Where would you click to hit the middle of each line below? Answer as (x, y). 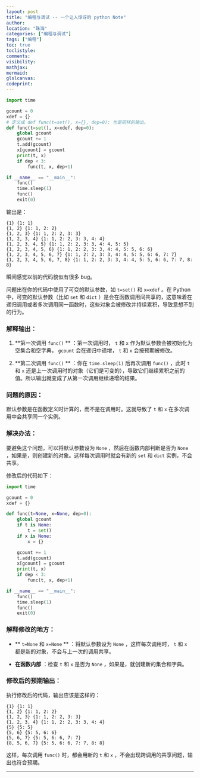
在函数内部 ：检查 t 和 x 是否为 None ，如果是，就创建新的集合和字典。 (101, 664)
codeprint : (20, 84)
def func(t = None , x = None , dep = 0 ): (49, 514)
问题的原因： (25, 395)
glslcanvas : (21, 78)
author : (16, 23)
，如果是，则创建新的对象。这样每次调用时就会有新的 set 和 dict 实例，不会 (99, 455)
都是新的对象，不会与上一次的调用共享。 (64, 651)
